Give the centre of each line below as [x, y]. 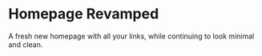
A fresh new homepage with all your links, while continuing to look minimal [131, 36]
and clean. [26, 44]
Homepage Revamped [84, 14]
